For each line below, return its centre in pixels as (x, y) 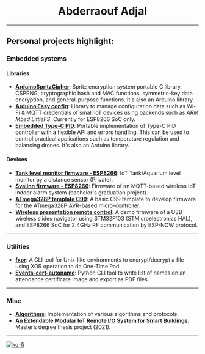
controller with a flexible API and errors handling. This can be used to (102, 132)
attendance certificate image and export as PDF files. (82, 279)
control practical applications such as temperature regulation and (97, 139)
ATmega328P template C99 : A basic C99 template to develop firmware (106, 199)
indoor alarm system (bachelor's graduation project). (81, 192)
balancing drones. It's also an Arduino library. (72, 146)
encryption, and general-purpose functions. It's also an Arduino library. (104, 100)
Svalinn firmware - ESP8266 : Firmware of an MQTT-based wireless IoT (106, 186)
